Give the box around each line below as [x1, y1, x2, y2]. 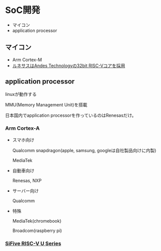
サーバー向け [12, 187, 39, 194]
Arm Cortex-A [5, 125, 40, 132]
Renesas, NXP [12, 177, 42, 183]
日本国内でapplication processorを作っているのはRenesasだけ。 [5, 112, 137, 118]
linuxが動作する [5, 91, 37, 97]
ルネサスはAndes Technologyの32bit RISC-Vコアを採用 [12, 63, 125, 69]
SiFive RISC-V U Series [5, 240, 61, 247]
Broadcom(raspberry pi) [12, 227, 62, 234]
